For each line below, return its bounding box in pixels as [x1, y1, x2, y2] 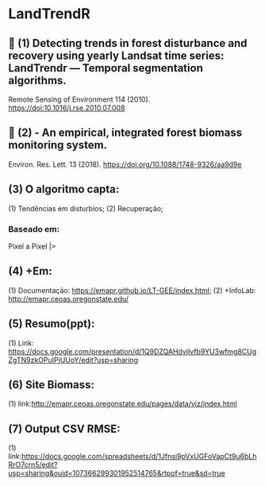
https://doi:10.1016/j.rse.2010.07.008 [8, 103, 125, 112]
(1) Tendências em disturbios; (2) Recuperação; [8, 203, 164, 213]
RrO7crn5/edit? [8, 460, 58, 469]
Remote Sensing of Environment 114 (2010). [8, 94, 151, 104]
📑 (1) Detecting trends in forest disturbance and [8, 37, 248, 50]
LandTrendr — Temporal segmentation [8, 61, 204, 75]
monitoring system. [8, 138, 108, 152]
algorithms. [8, 73, 67, 87]
